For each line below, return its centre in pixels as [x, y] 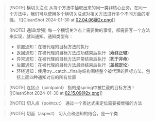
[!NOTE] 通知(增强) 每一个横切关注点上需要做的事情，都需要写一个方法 [79, 30]
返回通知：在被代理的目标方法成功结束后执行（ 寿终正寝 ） [74, 53]
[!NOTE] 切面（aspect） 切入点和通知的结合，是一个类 [63, 113]
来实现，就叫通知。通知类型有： [41, 36]
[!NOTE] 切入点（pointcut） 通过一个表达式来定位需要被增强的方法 [76, 103]
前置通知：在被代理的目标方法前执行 [53, 47]
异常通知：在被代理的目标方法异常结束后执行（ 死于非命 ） [74, 59]
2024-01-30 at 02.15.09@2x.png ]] [69, 93]
